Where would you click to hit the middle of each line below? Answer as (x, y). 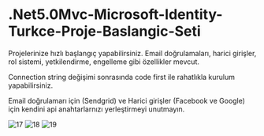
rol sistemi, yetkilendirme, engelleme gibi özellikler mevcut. (104, 62)
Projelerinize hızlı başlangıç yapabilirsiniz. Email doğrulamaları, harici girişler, (132, 53)
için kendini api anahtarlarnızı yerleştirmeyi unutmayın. (97, 109)
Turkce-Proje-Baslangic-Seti (104, 31)
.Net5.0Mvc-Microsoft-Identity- (115, 15)
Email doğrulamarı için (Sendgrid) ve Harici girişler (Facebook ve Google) (127, 100)
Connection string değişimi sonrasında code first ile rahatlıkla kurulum (121, 77)
